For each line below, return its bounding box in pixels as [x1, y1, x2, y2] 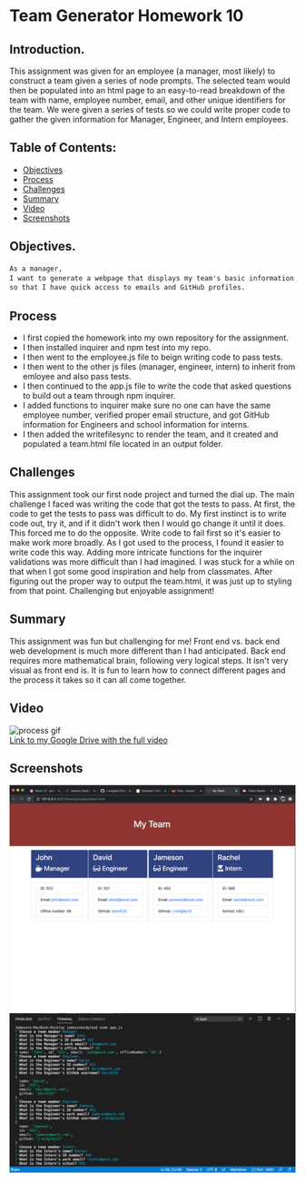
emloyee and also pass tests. [22, 371, 132, 382]
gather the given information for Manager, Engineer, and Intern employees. [9, 114, 289, 124]
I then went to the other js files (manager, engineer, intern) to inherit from [22, 361, 296, 372]
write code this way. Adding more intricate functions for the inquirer [9, 547, 263, 557]
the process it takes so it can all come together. [9, 674, 187, 685]
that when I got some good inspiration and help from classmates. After [9, 566, 273, 576]
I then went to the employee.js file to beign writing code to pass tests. [22, 351, 283, 363]
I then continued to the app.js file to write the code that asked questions [22, 380, 292, 391]
